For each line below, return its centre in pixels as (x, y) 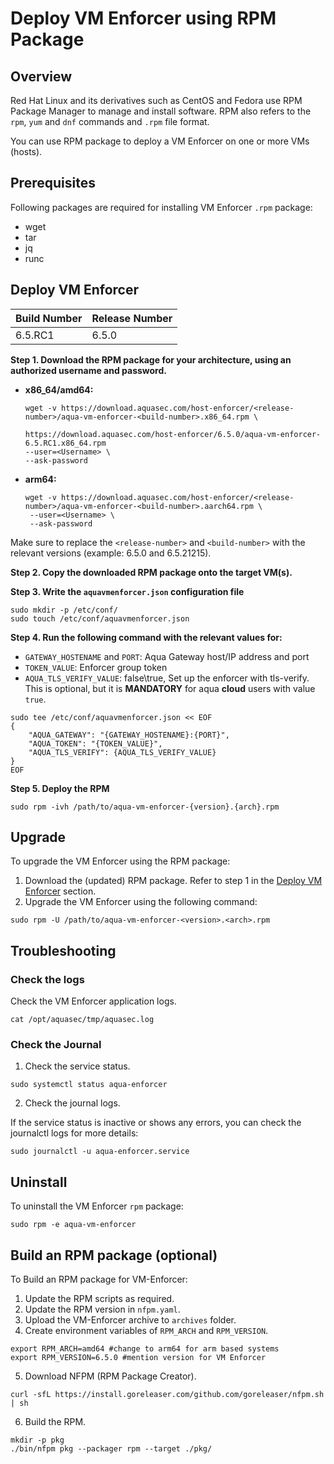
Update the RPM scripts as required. (99, 1299)
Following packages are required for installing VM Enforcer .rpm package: (161, 207)
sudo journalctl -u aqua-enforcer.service (100, 1152)
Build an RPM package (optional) (114, 1255)
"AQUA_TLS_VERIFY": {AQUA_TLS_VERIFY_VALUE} (122, 752)
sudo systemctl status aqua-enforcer (89, 1085)
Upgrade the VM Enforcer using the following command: (141, 902)
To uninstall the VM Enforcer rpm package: (97, 1206)
